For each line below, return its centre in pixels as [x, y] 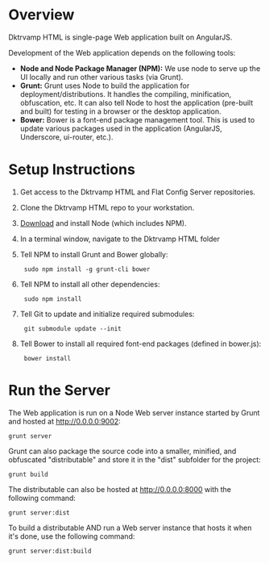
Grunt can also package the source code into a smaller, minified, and [122, 451]
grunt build [28, 474]
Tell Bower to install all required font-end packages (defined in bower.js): [141, 344]
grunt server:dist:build [50, 551]
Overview [41, 15]
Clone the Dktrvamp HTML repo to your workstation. [107, 207]
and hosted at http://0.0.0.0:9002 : [64, 421]
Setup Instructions [72, 170]
